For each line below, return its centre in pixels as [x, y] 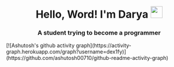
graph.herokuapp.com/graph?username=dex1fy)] [66, 52]
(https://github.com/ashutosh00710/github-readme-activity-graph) [87, 58]
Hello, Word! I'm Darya [92, 14]
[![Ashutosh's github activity [40, 46]
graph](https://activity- [104, 46]
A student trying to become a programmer [99, 33]
